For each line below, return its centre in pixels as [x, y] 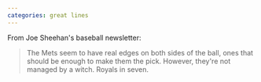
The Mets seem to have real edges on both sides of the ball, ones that [140, 52]
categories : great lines [48, 15]
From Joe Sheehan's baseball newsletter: [74, 37]
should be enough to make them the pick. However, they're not [129, 61]
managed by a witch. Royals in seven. [87, 69]
